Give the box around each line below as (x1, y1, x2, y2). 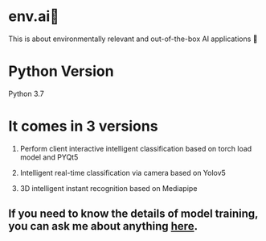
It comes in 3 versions (8, 117, 158, 135)
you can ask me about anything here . (8, 219, 198, 233)
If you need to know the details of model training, (8, 207, 259, 221)
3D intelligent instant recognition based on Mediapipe (19, 183, 198, 193)
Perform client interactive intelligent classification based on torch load (19, 143, 252, 153)
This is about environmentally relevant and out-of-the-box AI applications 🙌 (8, 34, 259, 44)
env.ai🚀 (8, 7, 59, 26)
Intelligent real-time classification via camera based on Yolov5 (19, 168, 227, 177)
